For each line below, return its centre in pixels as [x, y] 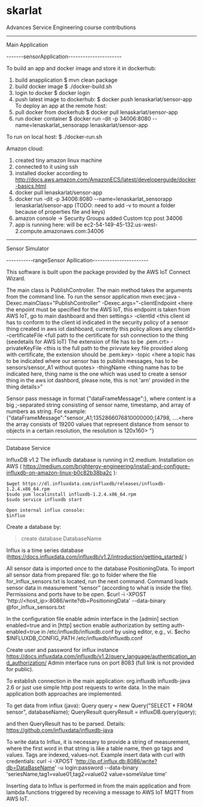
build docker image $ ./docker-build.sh [63, 86]
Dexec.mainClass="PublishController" [53, 303]
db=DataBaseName [31, 768]
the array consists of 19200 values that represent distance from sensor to [98, 424]
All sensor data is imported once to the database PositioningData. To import [100, 568]
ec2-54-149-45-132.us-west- [121, 224]
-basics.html [31, 186]
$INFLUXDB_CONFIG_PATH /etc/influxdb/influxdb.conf [75, 638]
